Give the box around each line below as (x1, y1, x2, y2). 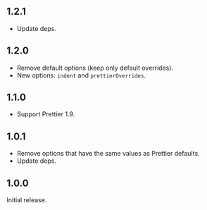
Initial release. (6, 196, 47, 204)
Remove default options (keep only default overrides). (16, 63, 174, 72)
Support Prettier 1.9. (16, 110, 75, 118)
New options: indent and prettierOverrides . (16, 70, 146, 80)
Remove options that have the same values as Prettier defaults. (16, 149, 200, 158)
